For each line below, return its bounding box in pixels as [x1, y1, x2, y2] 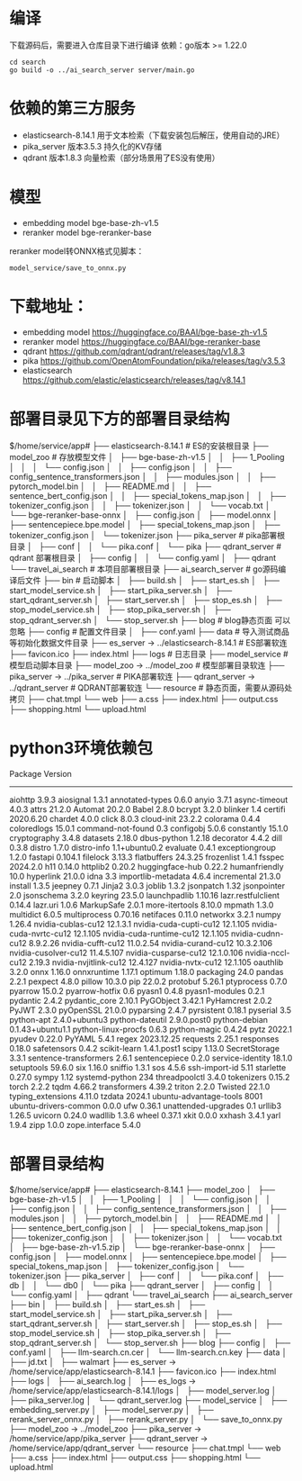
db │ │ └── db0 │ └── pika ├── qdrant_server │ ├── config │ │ [9, 1279, 274, 1290]
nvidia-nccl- [244, 947, 290, 958]
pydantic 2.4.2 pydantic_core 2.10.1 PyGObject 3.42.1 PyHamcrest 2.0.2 [9, 995, 272, 1006]
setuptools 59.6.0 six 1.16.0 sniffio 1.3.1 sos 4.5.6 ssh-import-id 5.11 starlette [9, 1061, 287, 1072]
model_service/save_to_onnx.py [9, 263, 127, 273]
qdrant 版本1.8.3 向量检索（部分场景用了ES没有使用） [22, 152, 220, 163]
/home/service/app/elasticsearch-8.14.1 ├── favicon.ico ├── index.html [9, 1366, 277, 1377]
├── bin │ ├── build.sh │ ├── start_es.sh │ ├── [9, 1298, 206, 1310]
